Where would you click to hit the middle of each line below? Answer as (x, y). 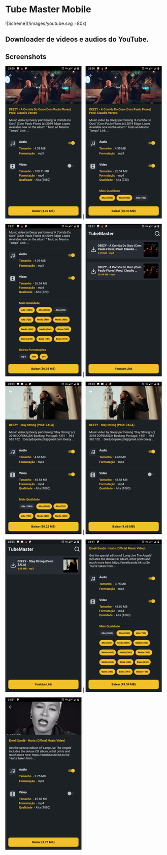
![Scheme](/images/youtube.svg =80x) (46, 23)
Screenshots (26, 57)
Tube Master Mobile (48, 9)
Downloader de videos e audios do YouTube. (77, 39)
